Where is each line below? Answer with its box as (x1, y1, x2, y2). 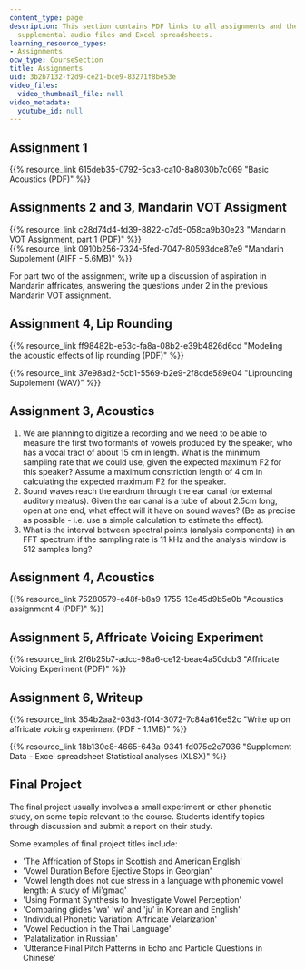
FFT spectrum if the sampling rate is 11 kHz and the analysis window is (22, 533, 287, 545)
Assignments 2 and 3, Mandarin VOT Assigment (9, 200, 288, 215)
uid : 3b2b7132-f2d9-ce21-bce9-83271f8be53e (9, 73, 177, 82)
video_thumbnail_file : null (17, 89, 124, 98)
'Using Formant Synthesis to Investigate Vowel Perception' (22, 894, 242, 905)
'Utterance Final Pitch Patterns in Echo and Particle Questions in (22, 942, 263, 954)
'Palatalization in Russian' (22, 933, 118, 944)
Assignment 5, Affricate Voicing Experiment (9, 629, 264, 645)
